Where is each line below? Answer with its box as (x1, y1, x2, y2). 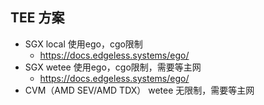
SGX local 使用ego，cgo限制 (24, 38, 143, 50)
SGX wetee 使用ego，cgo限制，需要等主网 (24, 61, 202, 73)
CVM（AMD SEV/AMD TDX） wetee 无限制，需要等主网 (24, 84, 255, 96)
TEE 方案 (10, 9, 65, 27)
